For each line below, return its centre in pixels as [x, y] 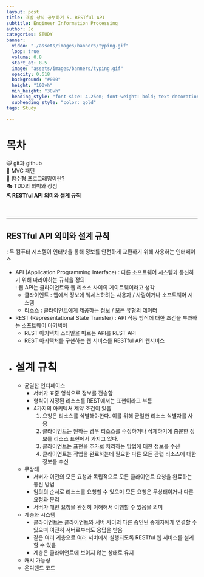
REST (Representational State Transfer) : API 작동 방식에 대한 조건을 [98, 318]
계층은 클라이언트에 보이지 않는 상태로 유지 [83, 553]
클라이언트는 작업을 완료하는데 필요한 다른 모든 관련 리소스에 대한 [119, 454]
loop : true [25, 52]
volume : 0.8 [27, 57]
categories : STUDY [29, 35]
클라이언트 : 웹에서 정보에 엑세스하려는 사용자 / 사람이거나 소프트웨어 [105, 295]
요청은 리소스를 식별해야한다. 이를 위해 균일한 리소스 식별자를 [114, 416]
